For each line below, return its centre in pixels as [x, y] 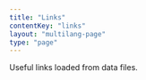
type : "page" [34, 42]
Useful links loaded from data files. [74, 68]
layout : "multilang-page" [57, 34]
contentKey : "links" [48, 26]
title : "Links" [38, 17]
